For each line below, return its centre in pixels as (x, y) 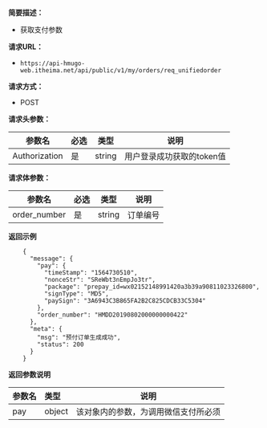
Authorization (38, 156)
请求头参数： (29, 119)
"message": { (51, 259)
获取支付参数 (41, 30)
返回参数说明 (29, 374)
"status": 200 (61, 344)
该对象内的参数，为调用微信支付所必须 (148, 412)
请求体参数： (29, 177)
